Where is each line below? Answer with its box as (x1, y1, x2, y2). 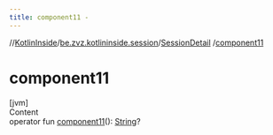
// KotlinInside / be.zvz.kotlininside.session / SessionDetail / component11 (9, 37, 264, 48)
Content (9, 107, 39, 117)
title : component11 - (9, 12, 90, 22)
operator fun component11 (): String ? (9, 116, 141, 126)
